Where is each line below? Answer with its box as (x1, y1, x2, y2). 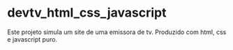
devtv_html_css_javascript (7, 5, 167, 21)
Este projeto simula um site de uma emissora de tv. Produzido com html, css (7, 28, 227, 36)
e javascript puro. (7, 35, 58, 43)
